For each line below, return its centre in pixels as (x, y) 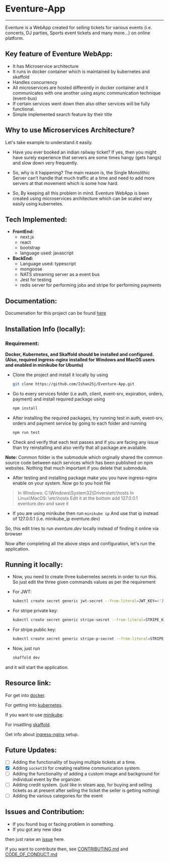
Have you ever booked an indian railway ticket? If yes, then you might (84, 152)
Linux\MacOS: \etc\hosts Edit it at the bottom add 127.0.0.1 (78, 498)
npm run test (26, 432)
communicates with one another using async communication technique (87, 93)
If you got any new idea (37, 829)
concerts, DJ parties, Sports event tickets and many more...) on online (78, 33)
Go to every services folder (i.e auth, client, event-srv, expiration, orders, (88, 393)
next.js (27, 237)
